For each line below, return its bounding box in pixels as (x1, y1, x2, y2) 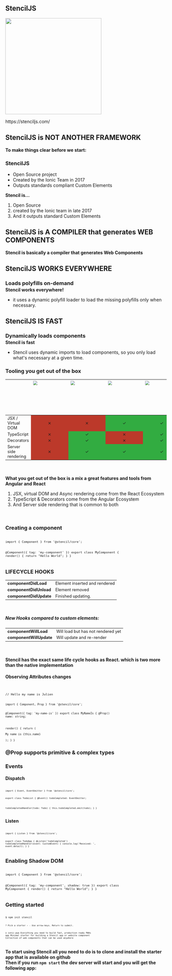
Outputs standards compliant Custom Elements (12, 182, 113, 188)
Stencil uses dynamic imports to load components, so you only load (12, 349, 156, 355)
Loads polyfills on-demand (5, 280, 74, 287)
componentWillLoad (7, 628, 48, 634)
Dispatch (5, 775, 25, 782)
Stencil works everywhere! (5, 287, 64, 293)
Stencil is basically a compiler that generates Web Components (5, 249, 143, 255)
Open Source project (12, 171, 57, 177)
